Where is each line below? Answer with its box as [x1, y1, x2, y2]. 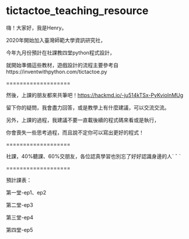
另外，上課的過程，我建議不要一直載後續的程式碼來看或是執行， [6, 116, 159, 124]
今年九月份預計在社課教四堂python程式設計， [6, 49, 115, 56]
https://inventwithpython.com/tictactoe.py [6, 68, 107, 75]
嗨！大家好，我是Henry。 [6, 24, 67, 31]
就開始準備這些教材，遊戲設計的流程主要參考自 [6, 62, 118, 69]
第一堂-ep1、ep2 [6, 189, 47, 196]
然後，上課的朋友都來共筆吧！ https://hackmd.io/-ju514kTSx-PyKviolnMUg [6, 91, 184, 98]
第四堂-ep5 [6, 226, 33, 233]
